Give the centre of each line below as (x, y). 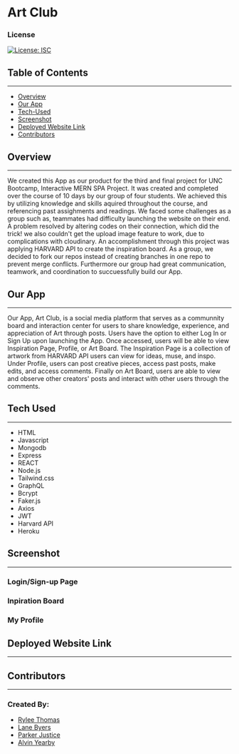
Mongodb (32, 447)
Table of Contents (48, 72)
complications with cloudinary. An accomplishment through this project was (118, 241)
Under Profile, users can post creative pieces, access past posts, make (112, 363)
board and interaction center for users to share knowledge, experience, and (118, 325)
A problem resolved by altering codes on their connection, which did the (113, 226)
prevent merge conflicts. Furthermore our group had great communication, (117, 264)
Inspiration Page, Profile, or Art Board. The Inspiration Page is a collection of (119, 348)
